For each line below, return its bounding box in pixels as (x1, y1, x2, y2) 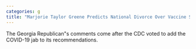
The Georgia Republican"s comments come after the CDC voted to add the (6, 30, 186, 37)
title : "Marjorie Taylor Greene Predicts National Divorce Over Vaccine (6, 14, 187, 20)
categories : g (6, 8, 41, 15)
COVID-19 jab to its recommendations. (6, 36, 98, 43)
